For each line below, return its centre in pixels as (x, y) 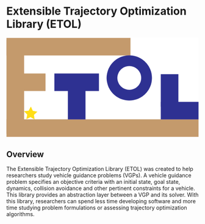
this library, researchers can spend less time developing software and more (101, 201)
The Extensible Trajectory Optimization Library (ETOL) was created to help (100, 169)
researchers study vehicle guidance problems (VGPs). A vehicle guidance (99, 175)
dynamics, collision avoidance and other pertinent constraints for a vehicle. (101, 188)
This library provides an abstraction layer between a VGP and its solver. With (103, 195)
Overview (25, 154)
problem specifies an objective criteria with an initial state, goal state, (93, 182)
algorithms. (20, 214)
